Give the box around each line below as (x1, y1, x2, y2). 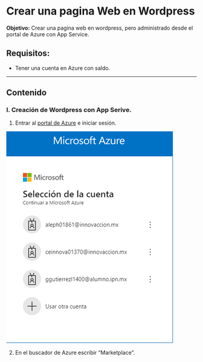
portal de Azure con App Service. (6, 30, 89, 38)
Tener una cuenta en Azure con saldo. (14, 64, 111, 71)
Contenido (6, 88, 47, 98)
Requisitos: (6, 48, 50, 59)
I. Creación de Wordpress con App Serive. (6, 106, 132, 114)
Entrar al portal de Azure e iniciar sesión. (14, 119, 117, 127)
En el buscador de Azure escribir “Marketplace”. (14, 349, 135, 357)
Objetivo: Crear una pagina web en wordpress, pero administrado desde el (6, 24, 193, 31)
